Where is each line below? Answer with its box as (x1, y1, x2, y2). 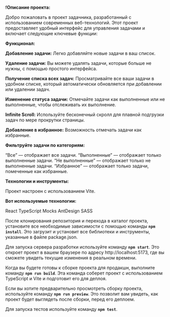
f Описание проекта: (5, 5, 51, 10)
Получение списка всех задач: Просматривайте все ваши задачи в (5, 76, 154, 81)
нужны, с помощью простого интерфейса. (5, 66, 98, 71)
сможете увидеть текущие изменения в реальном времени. (5, 255, 137, 261)
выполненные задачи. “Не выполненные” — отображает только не (5, 158, 151, 163)
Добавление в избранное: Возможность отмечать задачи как (5, 127, 142, 133)
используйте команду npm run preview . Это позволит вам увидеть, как (5, 291, 159, 297)
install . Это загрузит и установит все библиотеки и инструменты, (5, 229, 150, 234)
